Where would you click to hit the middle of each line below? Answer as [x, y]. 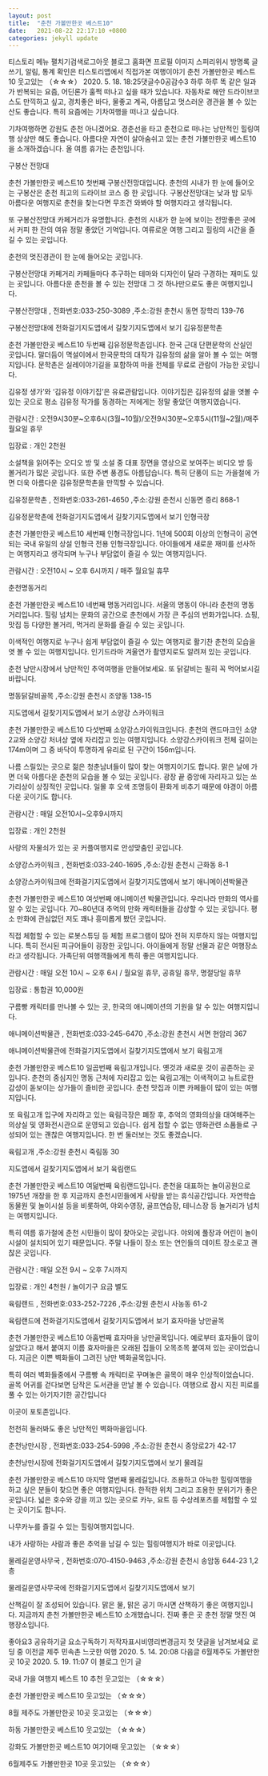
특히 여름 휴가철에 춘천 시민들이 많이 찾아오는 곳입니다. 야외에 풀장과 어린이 [126, 1233]
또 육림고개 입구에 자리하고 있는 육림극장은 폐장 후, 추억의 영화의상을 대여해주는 [132, 1115]
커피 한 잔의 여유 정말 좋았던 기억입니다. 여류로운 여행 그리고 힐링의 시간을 [132, 230]
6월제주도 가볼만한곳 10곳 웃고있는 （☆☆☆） [81, 1764]
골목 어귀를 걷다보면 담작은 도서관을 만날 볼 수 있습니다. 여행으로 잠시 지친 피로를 [134, 1385]
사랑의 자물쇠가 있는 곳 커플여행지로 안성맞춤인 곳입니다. [96, 848]
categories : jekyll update [53, 38]
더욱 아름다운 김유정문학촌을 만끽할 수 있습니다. [90, 483]
